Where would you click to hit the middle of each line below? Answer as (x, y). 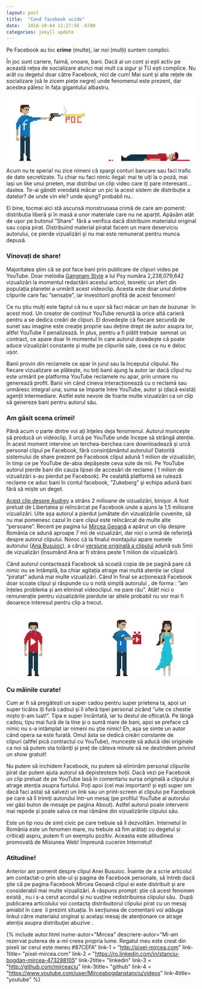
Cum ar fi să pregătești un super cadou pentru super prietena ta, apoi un (96, 703)
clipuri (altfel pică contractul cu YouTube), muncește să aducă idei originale (100, 741)
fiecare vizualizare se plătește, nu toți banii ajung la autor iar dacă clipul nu (99, 370)
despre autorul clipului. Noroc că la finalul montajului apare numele (89, 540)
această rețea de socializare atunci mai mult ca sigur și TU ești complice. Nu (101, 68)
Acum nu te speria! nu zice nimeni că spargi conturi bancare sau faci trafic (99, 171)
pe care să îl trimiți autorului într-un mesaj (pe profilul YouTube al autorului (98, 798)
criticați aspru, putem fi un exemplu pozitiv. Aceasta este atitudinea (90, 836)
